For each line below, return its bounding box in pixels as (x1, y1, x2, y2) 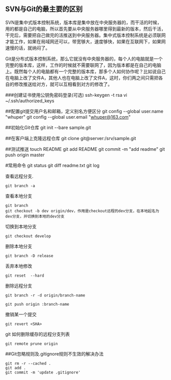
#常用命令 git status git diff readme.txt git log (5, 162, 100, 168)
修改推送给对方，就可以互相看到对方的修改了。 (14, 81, 112, 87)
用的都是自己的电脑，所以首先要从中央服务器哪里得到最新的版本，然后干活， (5, 25, 166, 32)
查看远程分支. (5, 173, 34, 179)
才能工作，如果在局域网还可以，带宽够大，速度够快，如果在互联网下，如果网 (5, 38, 166, 44)
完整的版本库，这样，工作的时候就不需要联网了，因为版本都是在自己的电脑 (5, 62, 161, 68)
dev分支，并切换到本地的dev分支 (5, 213, 65, 219)
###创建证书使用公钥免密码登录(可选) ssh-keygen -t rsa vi (5, 92, 127, 98)
